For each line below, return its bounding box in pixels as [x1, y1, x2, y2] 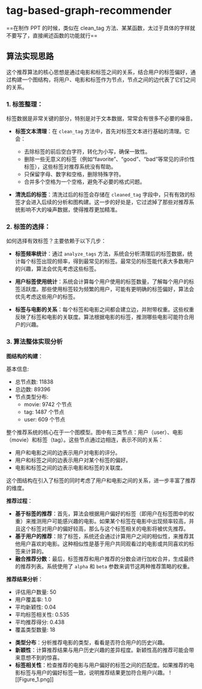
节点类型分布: [14, 393, 49, 400]
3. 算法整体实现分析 [6, 338, 63, 346]
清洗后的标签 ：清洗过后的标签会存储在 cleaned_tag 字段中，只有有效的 [14, 191, 191, 198]
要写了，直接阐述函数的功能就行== [11, 31, 98, 39]
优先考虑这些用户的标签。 [14, 293, 79, 300]
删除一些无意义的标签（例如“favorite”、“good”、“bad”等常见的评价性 [23, 156, 195, 163]
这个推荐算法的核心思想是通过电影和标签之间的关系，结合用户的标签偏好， [6, 68, 191, 75]
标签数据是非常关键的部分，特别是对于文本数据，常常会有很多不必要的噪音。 [6, 115, 196, 122]
